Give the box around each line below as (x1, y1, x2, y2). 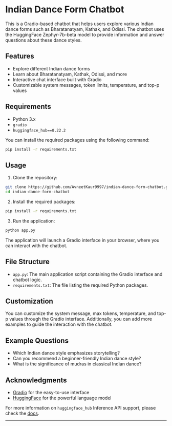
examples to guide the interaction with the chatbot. (5, 321, 113, 327)
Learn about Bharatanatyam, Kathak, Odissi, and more (12, 71, 127, 77)
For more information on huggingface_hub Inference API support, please (5, 405, 156, 411)
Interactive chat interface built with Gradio (12, 76, 102, 83)
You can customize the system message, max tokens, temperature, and (5, 310, 156, 317)
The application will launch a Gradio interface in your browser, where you (5, 237, 160, 243)
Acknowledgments (5, 376, 68, 384)
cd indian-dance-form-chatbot (5, 189, 70, 195)
